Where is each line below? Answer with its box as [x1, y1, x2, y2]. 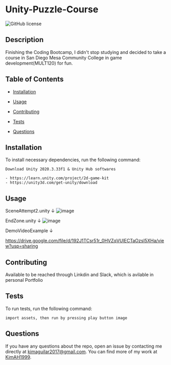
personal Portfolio [5, 277, 43, 283]
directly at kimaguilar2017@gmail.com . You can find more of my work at [5, 348, 158, 355]
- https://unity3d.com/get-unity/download [5, 180, 98, 185]
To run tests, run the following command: [5, 305, 92, 312]
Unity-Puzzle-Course [5, 4, 99, 15]
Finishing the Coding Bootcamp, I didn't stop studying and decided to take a [5, 49, 166, 55]
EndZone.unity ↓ [5, 218, 42, 224]
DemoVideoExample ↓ [5, 227, 53, 234]
